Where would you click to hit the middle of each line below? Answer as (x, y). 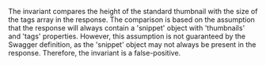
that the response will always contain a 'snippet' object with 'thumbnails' (127, 28)
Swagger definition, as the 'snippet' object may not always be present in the (132, 45)
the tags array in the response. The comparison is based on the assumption (132, 20)
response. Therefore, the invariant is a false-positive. (95, 53)
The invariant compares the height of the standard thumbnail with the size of (133, 11)
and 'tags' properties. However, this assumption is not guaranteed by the (127, 36)
